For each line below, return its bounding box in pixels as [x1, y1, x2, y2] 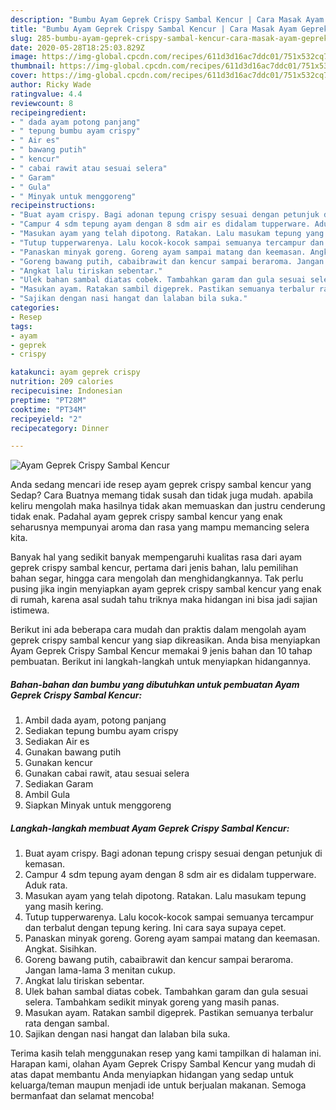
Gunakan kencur [24, 757, 93, 769]
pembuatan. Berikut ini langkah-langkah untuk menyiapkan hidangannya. [10, 656, 312, 668]
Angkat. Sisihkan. [24, 943, 97, 955]
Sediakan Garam [24, 778, 94, 790]
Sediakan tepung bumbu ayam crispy [24, 725, 179, 737]
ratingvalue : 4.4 [10, 89, 83, 99]
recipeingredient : [10, 107, 87, 118]
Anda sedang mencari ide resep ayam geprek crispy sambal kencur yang [10, 479, 312, 491]
